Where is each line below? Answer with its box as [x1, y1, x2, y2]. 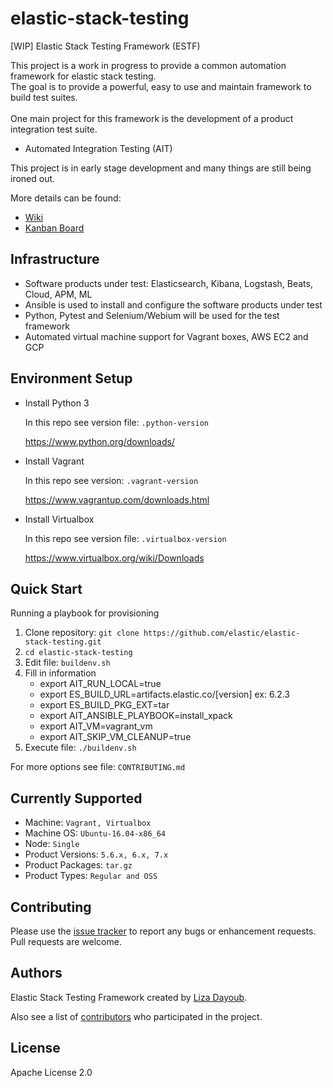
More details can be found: [10, 192, 122, 204]
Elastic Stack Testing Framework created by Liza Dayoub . [10, 991, 248, 1003]
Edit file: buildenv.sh [24, 657, 111, 669]
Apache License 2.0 [10, 1066, 93, 1078]
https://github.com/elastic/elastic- [143, 628, 301, 639]
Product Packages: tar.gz [24, 859, 133, 871]
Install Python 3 [24, 397, 90, 409]
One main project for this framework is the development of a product [10, 112, 294, 124]
